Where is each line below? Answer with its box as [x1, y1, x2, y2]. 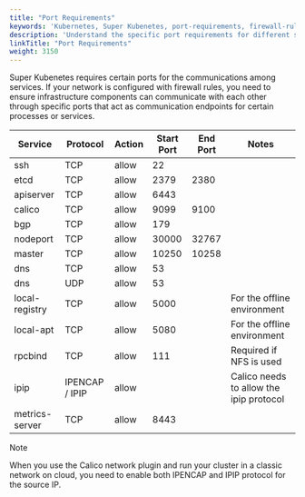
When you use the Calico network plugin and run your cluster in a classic [9, 460, 283, 471]
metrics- [14, 408, 53, 421]
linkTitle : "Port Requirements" [9, 38, 132, 48]
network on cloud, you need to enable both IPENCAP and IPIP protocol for [9, 470, 286, 481]
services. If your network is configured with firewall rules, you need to [9, 82, 271, 93]
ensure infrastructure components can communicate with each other [9, 92, 268, 103]
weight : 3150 [9, 47, 59, 56]
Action [113, 138, 143, 151]
